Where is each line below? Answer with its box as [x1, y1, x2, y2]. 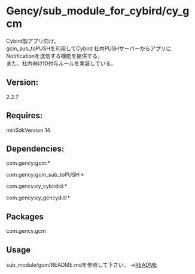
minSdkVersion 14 [6, 127, 51, 134]
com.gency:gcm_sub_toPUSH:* [6, 171, 84, 178]
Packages [6, 211, 44, 221]
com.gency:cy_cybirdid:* [6, 183, 68, 190]
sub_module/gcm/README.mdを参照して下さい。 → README [6, 261, 157, 268]
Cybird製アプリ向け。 [6, 37, 60, 44]
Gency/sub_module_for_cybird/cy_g [6, 4, 190, 18]
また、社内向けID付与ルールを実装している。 [6, 60, 117, 67]
